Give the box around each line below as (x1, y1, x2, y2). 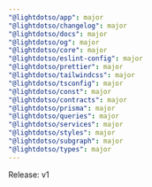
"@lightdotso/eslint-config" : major (8, 54, 143, 63)
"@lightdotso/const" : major (8, 87, 112, 96)
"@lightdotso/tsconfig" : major (8, 79, 124, 88)
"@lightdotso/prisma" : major (8, 104, 116, 113)
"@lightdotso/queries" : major (8, 112, 120, 121)
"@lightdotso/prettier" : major (8, 63, 124, 72)
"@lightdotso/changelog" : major (8, 21, 127, 30)
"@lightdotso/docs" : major (8, 29, 108, 38)
